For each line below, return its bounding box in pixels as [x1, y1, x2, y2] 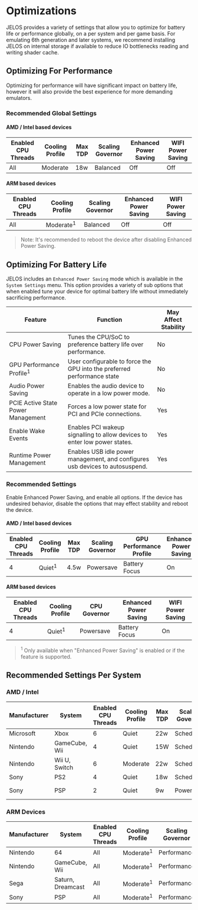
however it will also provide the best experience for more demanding [6, 88, 173, 95]
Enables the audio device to [67, 382, 144, 390]
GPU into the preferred [67, 365, 131, 373]
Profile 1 [9, 368, 31, 377]
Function [97, 315, 123, 324]
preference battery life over [67, 340, 144, 348]
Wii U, [54, 756, 71, 764]
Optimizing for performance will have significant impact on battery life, [6, 82, 178, 89]
